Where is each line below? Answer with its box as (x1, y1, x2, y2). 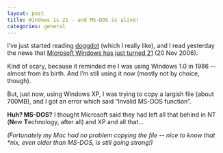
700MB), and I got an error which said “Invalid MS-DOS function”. (7, 97, 192, 106)
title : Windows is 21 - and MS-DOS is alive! (7, 16, 139, 23)
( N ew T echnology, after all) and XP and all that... (7, 118, 144, 126)
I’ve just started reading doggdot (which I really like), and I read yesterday (7, 42, 215, 50)
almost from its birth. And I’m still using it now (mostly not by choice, (7, 69, 200, 78)
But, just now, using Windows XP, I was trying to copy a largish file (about (7, 90, 214, 98)
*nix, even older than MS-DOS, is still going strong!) (7, 139, 153, 147)
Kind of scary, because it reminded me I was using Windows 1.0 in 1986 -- (7, 62, 216, 71)
